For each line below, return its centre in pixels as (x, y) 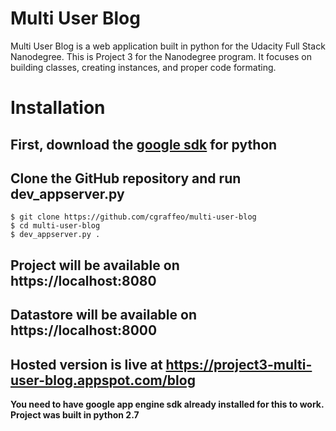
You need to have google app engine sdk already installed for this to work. (167, 404)
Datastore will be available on (103, 315)
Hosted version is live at (86, 364)
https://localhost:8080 (83, 280)
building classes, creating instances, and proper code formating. (143, 67)
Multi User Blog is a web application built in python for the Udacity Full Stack (168, 46)
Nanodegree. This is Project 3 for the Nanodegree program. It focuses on (161, 56)
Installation (58, 108)
